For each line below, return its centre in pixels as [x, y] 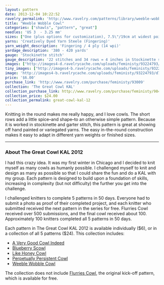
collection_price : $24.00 [31, 96]
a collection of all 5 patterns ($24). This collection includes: [65, 234]
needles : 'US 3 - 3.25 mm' [34, 32]
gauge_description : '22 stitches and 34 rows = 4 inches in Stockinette [81, 60]
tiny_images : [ [20, 69]
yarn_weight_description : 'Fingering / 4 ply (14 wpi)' [63, 46]
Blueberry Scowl [29, 248]
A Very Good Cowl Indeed [38, 243]
